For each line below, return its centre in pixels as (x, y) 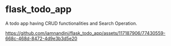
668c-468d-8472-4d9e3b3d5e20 (41, 38)
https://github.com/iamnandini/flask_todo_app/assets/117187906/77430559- (86, 33)
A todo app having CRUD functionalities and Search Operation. (71, 23)
